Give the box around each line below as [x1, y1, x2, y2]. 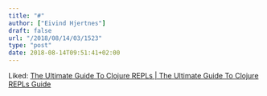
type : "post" [8, 42, 52, 50]
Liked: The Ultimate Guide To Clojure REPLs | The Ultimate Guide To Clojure [8, 71, 259, 80]
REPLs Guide [8, 79, 51, 89]
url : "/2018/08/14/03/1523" [8, 34, 103, 42]
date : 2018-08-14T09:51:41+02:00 [8, 49, 121, 57]
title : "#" [8, 11, 45, 20]
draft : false [8, 26, 52, 34]
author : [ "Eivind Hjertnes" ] [8, 19, 106, 27]
